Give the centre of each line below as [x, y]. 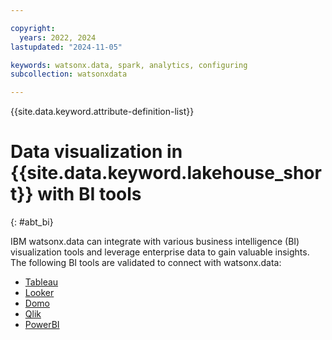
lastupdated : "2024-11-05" [66, 47]
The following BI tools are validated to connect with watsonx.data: [146, 263]
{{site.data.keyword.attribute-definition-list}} [102, 112]
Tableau [41, 282]
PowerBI [42, 325]
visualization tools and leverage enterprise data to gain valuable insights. [160, 252]
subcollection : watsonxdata [69, 74]
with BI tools [89, 194]
